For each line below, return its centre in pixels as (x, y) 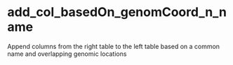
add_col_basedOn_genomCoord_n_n (117, 12)
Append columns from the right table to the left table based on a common (113, 46)
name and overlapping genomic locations (67, 54)
